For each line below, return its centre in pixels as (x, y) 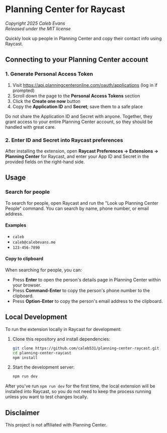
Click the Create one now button (46, 101)
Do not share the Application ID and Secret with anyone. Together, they (79, 116)
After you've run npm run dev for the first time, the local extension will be (80, 386)
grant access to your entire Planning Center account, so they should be (79, 122)
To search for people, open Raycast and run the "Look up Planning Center (82, 203)
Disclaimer (22, 413)
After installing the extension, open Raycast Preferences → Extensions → (82, 151)
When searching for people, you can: (44, 270)
